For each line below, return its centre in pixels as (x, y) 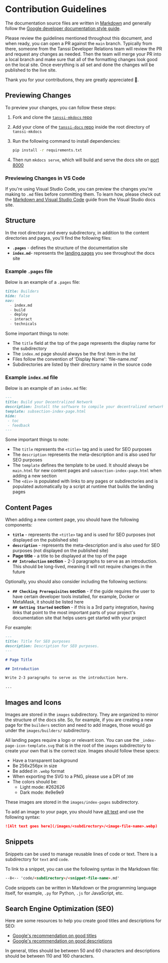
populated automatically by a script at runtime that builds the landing (83, 487)
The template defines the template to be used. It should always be (80, 465)
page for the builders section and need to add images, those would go (78, 725)
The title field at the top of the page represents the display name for (84, 343)
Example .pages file (29, 271)
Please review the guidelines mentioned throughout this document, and (79, 38)
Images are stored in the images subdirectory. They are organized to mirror (82, 714)
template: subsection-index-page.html (45, 411)
